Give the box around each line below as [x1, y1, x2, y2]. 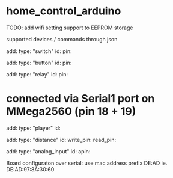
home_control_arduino [6, 4, 121, 18]
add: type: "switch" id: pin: [6, 47, 72, 55]
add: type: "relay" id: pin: [6, 70, 68, 78]
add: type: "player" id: [6, 124, 61, 132]
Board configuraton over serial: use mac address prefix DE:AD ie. [6, 159, 168, 167]
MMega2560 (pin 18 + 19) [6, 105, 136, 118]
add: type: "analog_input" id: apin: [6, 147, 91, 155]
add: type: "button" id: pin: [6, 59, 72, 66]
